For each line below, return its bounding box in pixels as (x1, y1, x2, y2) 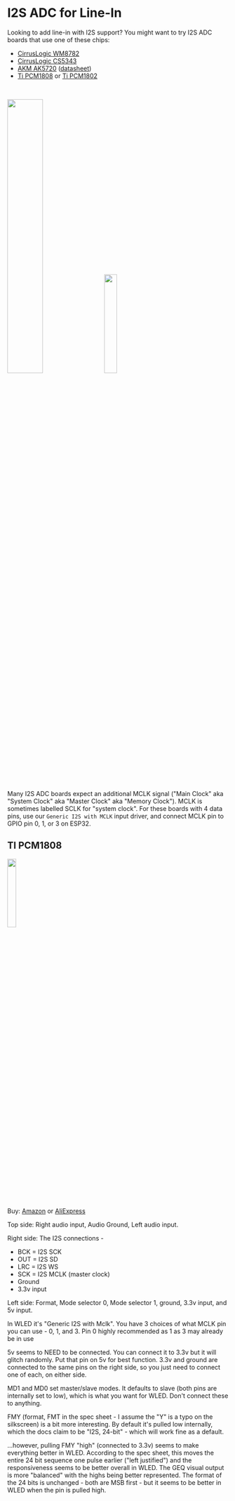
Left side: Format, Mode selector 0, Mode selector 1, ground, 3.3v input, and (7, 1298, 227, 1307)
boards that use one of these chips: (7, 35, 110, 44)
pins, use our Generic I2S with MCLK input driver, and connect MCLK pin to (7, 812, 224, 820)
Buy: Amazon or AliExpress (7, 1206, 86, 1215)
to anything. (7, 1398, 42, 1407)
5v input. (7, 1306, 33, 1314)
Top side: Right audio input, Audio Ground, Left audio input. (7, 1220, 179, 1229)
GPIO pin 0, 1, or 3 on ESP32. (7, 819, 91, 828)
